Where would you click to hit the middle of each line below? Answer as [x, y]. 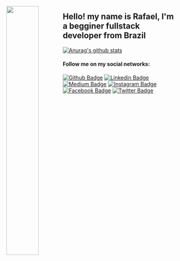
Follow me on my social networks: [106, 64]
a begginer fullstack [101, 26]
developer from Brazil [104, 36]
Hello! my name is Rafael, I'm [118, 17]
